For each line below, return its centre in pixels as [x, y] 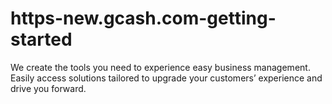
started [41, 39]
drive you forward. [48, 88]
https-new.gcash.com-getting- [143, 18]
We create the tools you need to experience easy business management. [160, 67]
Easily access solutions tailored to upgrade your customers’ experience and [166, 78]
